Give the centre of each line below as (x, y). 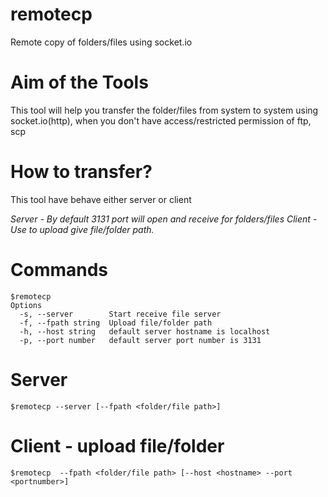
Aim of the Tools (79, 82)
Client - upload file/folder (117, 445)
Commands (59, 270)
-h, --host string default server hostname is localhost (145, 331)
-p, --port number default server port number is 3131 (140, 340)
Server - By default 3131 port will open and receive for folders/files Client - (164, 219)
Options (26, 305)
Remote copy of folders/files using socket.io (101, 42)
